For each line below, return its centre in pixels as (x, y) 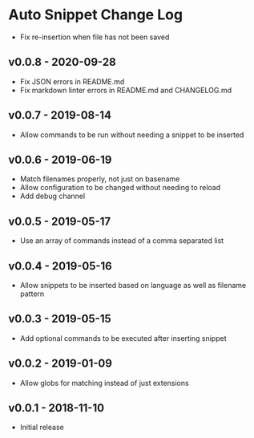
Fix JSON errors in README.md (72, 81)
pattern (32, 294)
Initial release (42, 428)
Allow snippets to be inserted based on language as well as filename (133, 285)
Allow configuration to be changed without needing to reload (120, 188)
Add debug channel (52, 196)
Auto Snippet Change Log (95, 15)
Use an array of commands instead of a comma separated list (122, 241)
